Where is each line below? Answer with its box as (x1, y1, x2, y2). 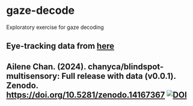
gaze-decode (6, 4, 75, 17)
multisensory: (6, 70, 60, 81)
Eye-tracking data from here (6, 41, 114, 51)
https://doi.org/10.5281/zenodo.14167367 (6, 90, 165, 100)
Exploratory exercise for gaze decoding (6, 23, 104, 31)
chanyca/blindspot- (88, 61, 164, 72)
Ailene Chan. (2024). (6, 61, 87, 72)
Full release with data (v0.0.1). (61, 70, 176, 81)
